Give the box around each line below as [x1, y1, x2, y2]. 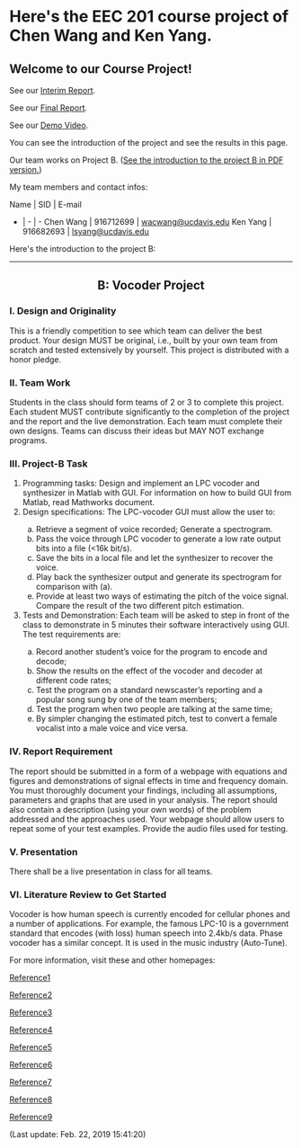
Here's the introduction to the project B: [9, 244, 156, 254]
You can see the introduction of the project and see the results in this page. [9, 138, 289, 147]
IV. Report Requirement [9, 745, 113, 758]
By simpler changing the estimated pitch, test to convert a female [35, 713, 278, 725]
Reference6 [9, 1059, 53, 1071]
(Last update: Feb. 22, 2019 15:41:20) [9, 1129, 147, 1140]
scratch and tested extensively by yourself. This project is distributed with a [9, 344, 289, 355]
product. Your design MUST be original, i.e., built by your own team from [9, 334, 279, 345]
